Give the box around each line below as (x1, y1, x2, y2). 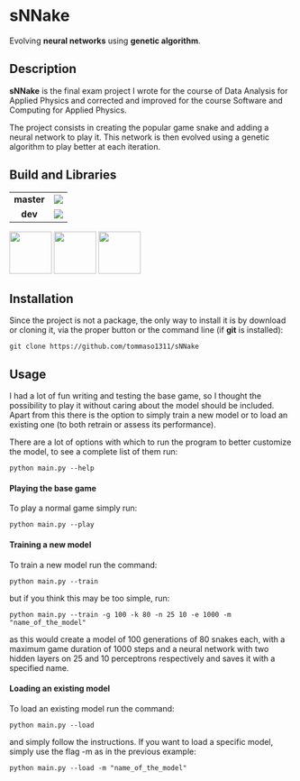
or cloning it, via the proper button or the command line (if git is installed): (9, 325, 284, 335)
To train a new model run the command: (9, 559, 158, 570)
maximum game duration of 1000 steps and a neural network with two (9, 643, 269, 654)
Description (9, 61, 77, 77)
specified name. (9, 662, 69, 673)
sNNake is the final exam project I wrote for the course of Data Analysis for (9, 85, 288, 96)
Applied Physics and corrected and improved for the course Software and (9, 95, 284, 106)
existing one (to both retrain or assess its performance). (9, 419, 216, 430)
